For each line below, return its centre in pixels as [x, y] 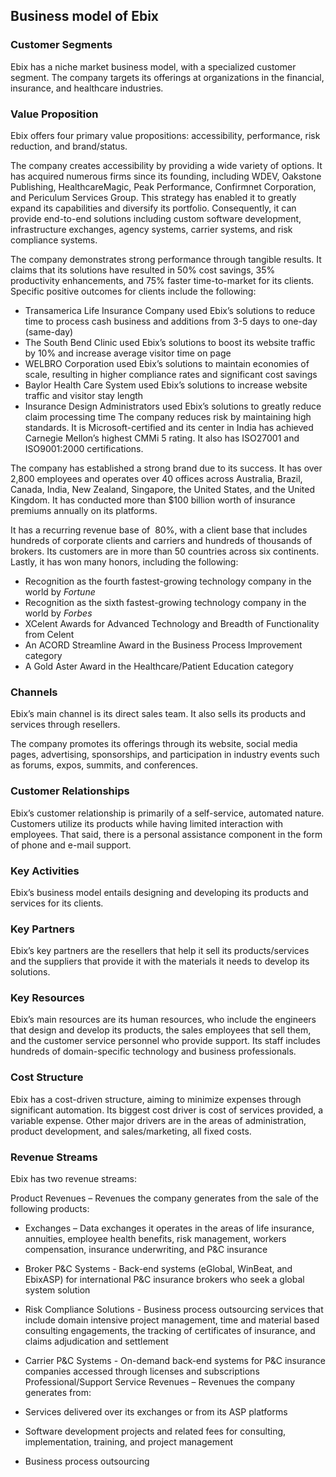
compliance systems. [54, 240]
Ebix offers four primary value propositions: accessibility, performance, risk [165, 135]
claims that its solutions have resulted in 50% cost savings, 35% [143, 270]
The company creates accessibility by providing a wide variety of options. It [166, 165]
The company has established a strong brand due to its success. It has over [166, 468]
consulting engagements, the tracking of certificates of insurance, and [170, 1331]
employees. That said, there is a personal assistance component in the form [166, 834]
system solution [57, 1290]
